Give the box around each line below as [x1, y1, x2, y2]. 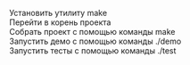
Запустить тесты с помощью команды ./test [9, 45, 177, 56]
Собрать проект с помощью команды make [9, 27, 176, 37]
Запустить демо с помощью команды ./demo [9, 36, 182, 46]
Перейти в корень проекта [9, 17, 112, 28]
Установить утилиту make [9, 8, 108, 18]
